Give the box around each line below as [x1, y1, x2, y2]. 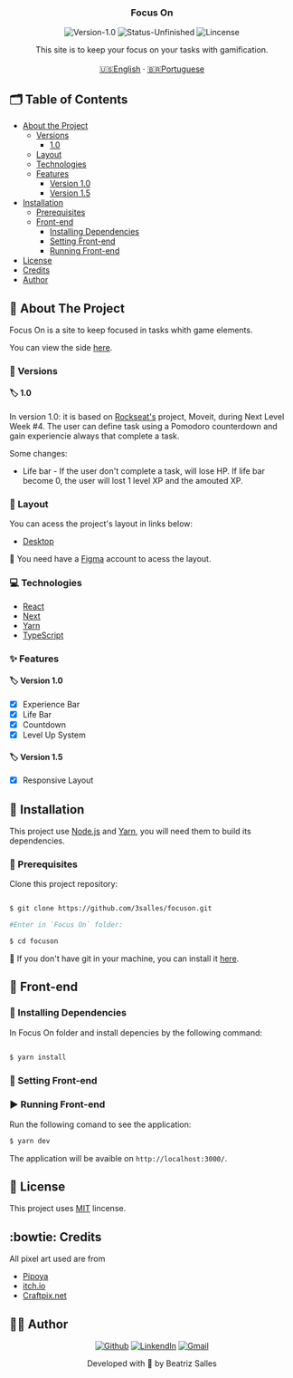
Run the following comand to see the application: [9, 1119, 192, 1130]
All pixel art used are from [9, 1253, 106, 1265]
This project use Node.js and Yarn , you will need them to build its [9, 826, 251, 837]
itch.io [22, 1280, 46, 1292]
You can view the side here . [9, 342, 113, 352]
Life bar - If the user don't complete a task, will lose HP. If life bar [22, 466, 265, 477]
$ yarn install [9, 1053, 67, 1062]
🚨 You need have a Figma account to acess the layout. [9, 554, 212, 564]
